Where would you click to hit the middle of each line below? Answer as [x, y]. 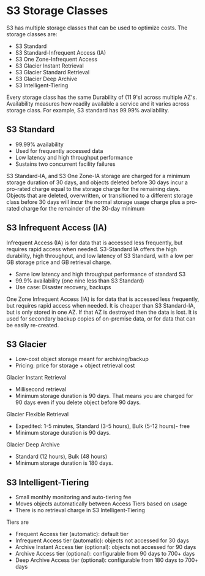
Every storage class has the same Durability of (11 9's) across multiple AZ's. [102, 97]
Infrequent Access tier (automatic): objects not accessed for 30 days [102, 540]
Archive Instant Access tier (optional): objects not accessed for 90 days [106, 547]
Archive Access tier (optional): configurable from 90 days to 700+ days [105, 554]
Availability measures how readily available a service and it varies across [98, 103]
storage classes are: [32, 34]
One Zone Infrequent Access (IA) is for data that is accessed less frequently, [103, 299]
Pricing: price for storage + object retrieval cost [75, 365]
